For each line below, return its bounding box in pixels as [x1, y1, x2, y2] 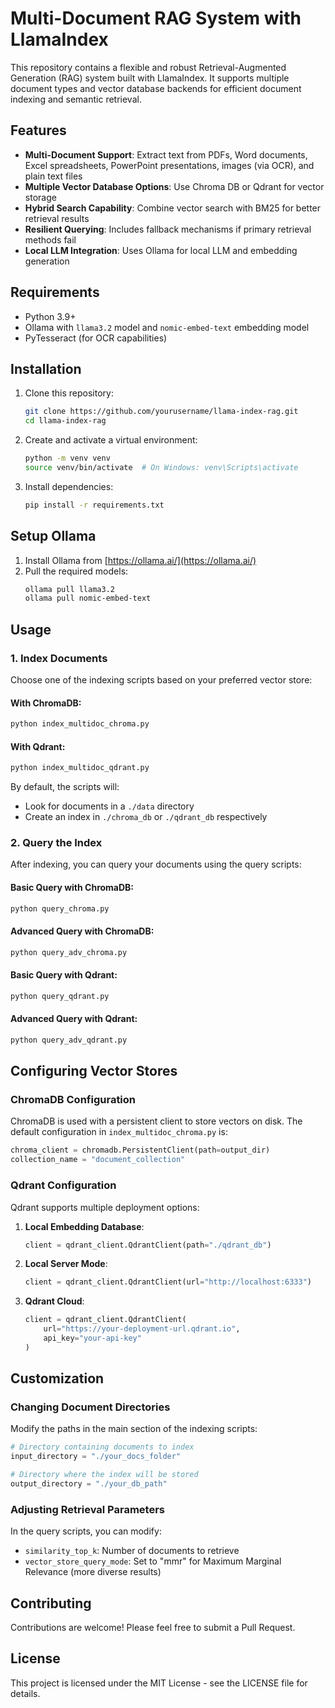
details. [10, 1687, 41, 1699]
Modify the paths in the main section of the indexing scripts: [10, 1423, 258, 1435]
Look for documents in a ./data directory [24, 800, 195, 812]
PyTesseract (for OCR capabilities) [24, 332, 168, 344]
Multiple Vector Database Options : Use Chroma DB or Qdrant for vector [24, 180, 325, 192]
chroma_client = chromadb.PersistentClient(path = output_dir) [10, 1145, 271, 1156]
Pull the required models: [24, 565, 129, 577]
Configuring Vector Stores [10, 1063, 178, 1080]
